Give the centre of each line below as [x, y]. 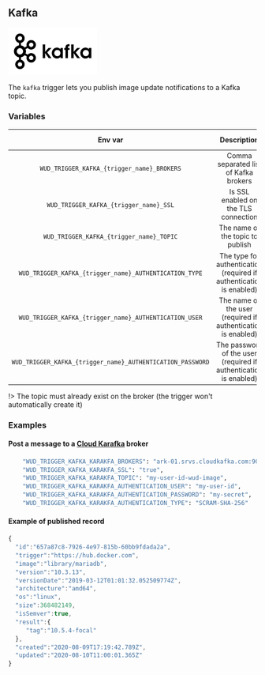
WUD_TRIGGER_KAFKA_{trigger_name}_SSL [111, 205]
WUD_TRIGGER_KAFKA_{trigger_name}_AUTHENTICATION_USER [110, 318]
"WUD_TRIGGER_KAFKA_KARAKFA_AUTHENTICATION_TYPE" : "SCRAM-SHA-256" [135, 503]
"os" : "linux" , [38, 597]
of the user [240, 353]
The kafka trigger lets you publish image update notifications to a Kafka [124, 87]
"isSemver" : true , [44, 614]
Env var [110, 140]
